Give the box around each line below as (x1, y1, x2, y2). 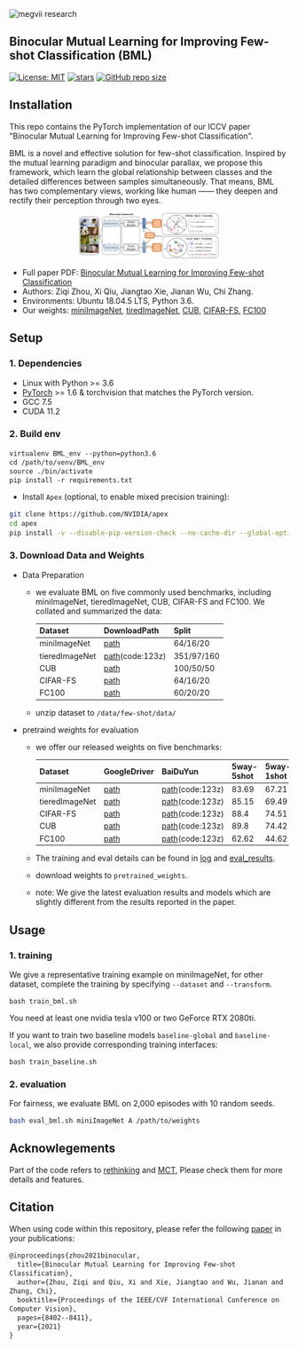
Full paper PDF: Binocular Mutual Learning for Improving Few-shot (21, 266, 264, 278)
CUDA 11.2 (21, 406, 60, 416)
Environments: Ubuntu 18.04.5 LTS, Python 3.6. (21, 295, 194, 305)
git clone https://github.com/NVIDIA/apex (9, 510, 169, 519)
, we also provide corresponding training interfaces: (28, 1039, 218, 1050)
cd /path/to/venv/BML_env (9, 457, 105, 467)
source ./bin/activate (9, 466, 93, 476)
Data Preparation (21, 569, 84, 580)
